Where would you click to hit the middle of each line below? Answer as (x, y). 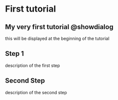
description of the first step (33, 65)
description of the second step (36, 92)
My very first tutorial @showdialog (59, 27)
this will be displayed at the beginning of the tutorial (57, 38)
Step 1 (15, 54)
